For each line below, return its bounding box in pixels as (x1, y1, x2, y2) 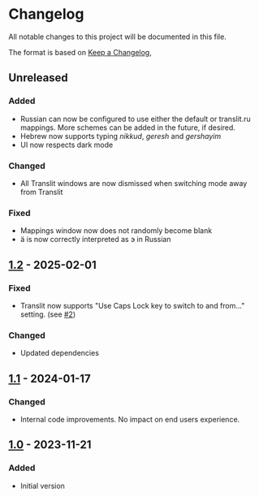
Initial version (19, 481, 65, 491)
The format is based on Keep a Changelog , (8, 47, 152, 57)
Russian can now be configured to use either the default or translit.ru (19, 114, 251, 123)
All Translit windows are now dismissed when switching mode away (19, 178, 248, 188)
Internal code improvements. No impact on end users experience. (19, 414, 240, 424)
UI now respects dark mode (19, 140, 114, 149)
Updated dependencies (19, 348, 100, 358)
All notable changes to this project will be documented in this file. (8, 32, 227, 41)
